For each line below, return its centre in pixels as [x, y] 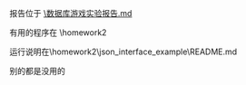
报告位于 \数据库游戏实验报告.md [71, 13]
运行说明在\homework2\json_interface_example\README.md [123, 52]
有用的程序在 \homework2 [58, 33]
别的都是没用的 [37, 71]
